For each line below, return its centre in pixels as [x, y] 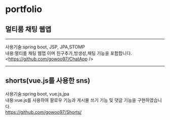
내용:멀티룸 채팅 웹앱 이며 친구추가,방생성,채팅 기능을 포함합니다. [69, 53]
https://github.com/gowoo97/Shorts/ [44, 112]
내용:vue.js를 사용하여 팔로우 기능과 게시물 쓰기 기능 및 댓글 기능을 [71, 100]
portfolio [24, 9]
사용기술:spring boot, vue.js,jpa [37, 94]
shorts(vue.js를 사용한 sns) [48, 81]
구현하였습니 [150, 100]
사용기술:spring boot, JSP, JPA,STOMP [45, 47]
